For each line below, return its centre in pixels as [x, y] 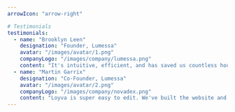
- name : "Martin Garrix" [50, 72]
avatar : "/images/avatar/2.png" [67, 85]
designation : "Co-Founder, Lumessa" [73, 78]
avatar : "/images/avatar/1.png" [67, 52]
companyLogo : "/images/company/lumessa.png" [86, 59]
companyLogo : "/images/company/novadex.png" [86, 92]
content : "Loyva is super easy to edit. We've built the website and [123, 98]
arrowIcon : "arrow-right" [45, 14]
